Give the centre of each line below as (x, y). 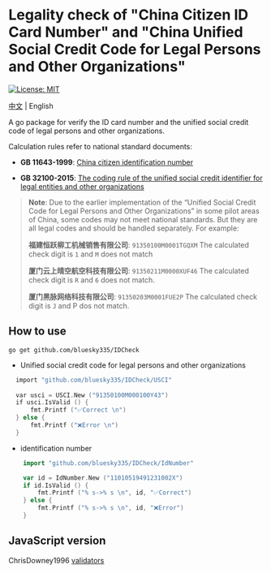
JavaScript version (57, 541)
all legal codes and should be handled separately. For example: (133, 228)
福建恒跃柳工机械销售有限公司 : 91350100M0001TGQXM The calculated (139, 244)
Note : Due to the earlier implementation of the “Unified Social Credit (142, 202)
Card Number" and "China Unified (126, 32)
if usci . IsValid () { (52, 403)
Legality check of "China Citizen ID (129, 15)
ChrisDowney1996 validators (56, 560)
